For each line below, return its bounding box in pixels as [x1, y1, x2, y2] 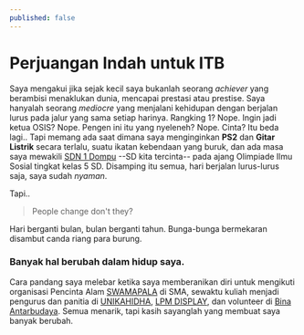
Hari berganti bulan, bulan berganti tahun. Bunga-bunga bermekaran [9, 223, 267, 234]
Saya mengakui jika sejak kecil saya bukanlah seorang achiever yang [9, 83, 269, 94]
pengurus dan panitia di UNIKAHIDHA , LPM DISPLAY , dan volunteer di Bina [9, 296, 292, 307]
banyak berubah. [9, 315, 74, 326]
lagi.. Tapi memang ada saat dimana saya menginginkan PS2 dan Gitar [9, 131, 276, 142]
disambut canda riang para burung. [9, 233, 142, 244]
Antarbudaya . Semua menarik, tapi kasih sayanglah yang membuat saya [9, 305, 281, 316]
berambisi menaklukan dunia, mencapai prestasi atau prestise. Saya [9, 92, 266, 103]
